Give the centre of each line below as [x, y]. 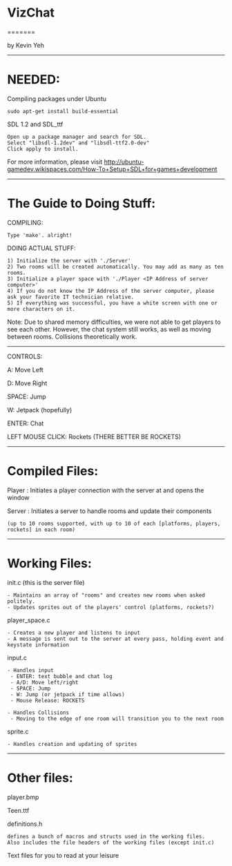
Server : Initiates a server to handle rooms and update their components [109, 511]
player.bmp [23, 797]
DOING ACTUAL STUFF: [41, 248]
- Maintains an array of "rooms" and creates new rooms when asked [106, 595]
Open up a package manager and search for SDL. [77, 137]
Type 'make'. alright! [40, 235]
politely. [21, 601]
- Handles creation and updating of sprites [72, 744]
